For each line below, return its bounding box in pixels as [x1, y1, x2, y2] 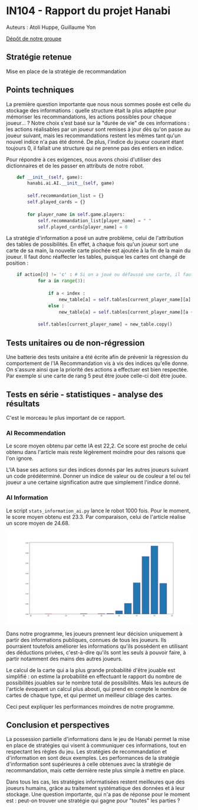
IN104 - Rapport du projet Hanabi [6, 4, 171, 18]
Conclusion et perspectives [6, 720, 110, 730]
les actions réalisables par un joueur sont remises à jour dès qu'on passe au [6, 126, 190, 133]
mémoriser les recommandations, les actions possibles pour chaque [6, 113, 172, 120]
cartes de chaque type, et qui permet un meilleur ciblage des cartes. [6, 692, 173, 699]
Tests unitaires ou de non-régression [6, 338, 145, 348]
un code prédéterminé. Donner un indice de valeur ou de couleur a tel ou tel [6, 473, 190, 480]
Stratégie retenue [6, 52, 72, 62]
